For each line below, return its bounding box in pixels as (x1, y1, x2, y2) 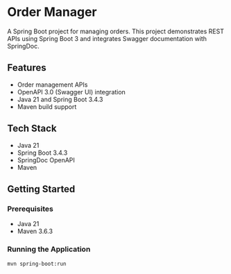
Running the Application (7, 244, 91, 254)
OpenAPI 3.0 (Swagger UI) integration (17, 87, 126, 96)
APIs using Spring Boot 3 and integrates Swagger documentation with (7, 34, 207, 42)
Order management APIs (17, 80, 88, 89)
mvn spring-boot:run (7, 260, 67, 267)
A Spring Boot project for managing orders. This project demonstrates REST (7, 27, 224, 35)
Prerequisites (7, 204, 53, 214)
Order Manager (7, 4, 97, 20)
